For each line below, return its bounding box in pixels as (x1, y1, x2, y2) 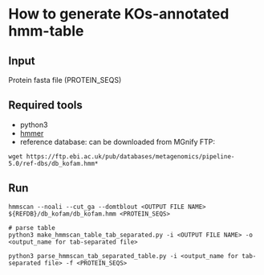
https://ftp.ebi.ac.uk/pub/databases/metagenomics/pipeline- (26, 152, 235, 161)
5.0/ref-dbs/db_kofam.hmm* (8, 159, 99, 167)
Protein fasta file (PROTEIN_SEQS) (8, 76, 122, 84)
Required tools (8, 98, 83, 113)
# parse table (8, 224, 56, 232)
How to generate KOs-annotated (8, 5, 229, 23)
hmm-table (8, 22, 84, 40)
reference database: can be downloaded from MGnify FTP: (19, 137, 215, 146)
